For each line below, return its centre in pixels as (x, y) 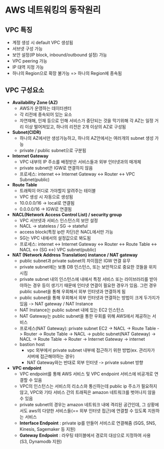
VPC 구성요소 (25, 90)
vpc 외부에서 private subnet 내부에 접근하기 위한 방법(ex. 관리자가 (91, 350)
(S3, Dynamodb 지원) (41, 441)
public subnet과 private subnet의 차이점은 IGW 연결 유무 (75, 261)
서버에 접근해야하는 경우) (51, 356)
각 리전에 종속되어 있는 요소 (46, 114)
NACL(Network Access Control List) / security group (67, 214)
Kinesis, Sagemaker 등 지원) (48, 429)
